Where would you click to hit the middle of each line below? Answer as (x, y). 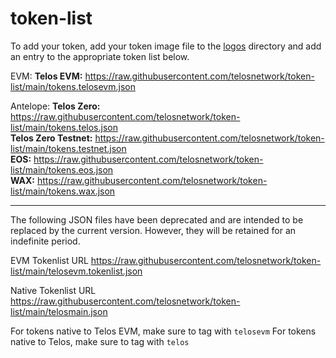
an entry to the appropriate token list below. (100, 56)
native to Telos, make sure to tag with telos (100, 341)
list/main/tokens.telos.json (64, 127)
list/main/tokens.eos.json (62, 169)
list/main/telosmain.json (59, 311)
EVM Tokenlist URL (49, 260)
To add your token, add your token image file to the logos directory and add (166, 46)
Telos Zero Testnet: (51, 138)
